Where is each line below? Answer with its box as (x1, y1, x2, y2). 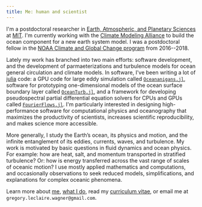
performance (6, 107, 39, 114)
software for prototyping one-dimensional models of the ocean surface (6, 82, 183, 89)
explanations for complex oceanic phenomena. (6, 176, 123, 183)
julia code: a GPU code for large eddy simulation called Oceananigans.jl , (6, 75, 186, 82)
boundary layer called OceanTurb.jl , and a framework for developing (6, 88, 176, 95)
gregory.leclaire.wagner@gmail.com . (6, 194, 97, 201)
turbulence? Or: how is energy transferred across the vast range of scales (6, 157, 189, 164)
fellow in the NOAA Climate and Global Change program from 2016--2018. (6, 44, 189, 52)
